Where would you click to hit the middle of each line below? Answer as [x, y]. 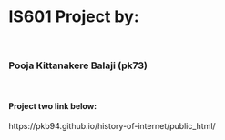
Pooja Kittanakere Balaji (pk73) [78, 65]
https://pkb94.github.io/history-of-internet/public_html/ [112, 126]
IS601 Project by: [74, 17]
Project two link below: [53, 105]
